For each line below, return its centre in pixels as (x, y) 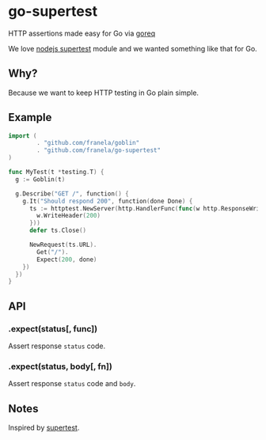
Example (30, 118)
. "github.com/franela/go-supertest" (99, 150)
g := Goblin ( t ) (40, 179)
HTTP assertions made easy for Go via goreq (82, 33)
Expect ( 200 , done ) (67, 260)
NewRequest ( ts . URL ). (63, 245)
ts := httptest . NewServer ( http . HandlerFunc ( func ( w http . (125, 208)
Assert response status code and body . (72, 384)
